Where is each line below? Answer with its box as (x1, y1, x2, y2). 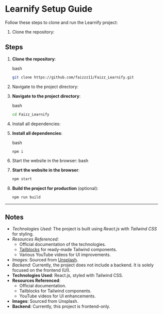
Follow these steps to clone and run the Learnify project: (5, 19, 118, 25)
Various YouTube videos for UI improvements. (19, 252, 111, 258)
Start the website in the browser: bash (12, 158, 89, 164)
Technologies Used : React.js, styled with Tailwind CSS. (12, 272, 124, 278)
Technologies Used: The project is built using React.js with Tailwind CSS (12, 225, 157, 232)
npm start (12, 177, 33, 182)
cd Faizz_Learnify (12, 112, 49, 117)
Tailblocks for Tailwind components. (19, 288, 92, 294)
